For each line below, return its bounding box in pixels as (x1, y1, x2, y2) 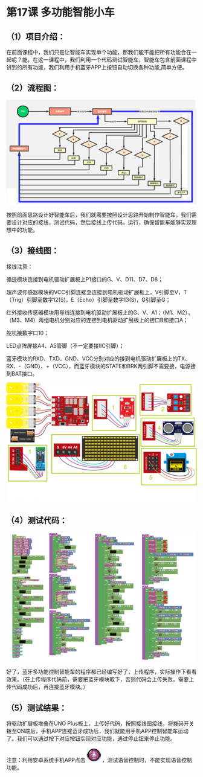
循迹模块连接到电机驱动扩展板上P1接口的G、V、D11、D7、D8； (6, 275, 164, 283)
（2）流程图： (6, 83, 59, 94)
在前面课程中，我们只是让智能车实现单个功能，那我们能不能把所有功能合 (6, 49, 186, 56)
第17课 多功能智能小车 (6, 5, 115, 19)
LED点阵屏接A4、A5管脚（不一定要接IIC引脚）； (6, 342, 124, 349)
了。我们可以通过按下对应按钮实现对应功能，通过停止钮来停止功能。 (6, 735, 176, 742)
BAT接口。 (11, 369, 38, 377)
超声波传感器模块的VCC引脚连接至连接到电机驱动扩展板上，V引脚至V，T (6, 288, 187, 296)
